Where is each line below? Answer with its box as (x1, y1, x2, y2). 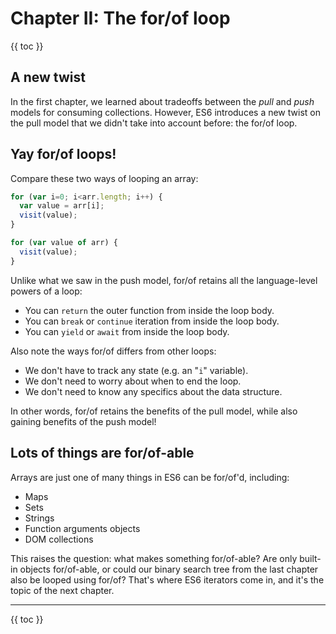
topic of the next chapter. (10, 584, 115, 596)
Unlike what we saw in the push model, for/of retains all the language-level (10, 274, 318, 286)
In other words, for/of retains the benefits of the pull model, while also (10, 405, 298, 417)
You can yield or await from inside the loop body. (24, 325, 230, 337)
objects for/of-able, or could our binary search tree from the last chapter (19, 563, 319, 575)
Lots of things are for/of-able (10, 445, 195, 462)
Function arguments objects (24, 522, 141, 534)
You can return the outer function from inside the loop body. (24, 304, 275, 316)
